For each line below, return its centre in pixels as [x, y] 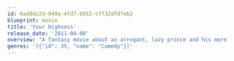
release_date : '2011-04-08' [48, 33]
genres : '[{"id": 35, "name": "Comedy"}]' [70, 46]
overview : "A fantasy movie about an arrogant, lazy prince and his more [117, 40]
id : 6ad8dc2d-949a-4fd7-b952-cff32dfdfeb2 [70, 14]
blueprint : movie [33, 20]
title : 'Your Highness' [42, 27]
